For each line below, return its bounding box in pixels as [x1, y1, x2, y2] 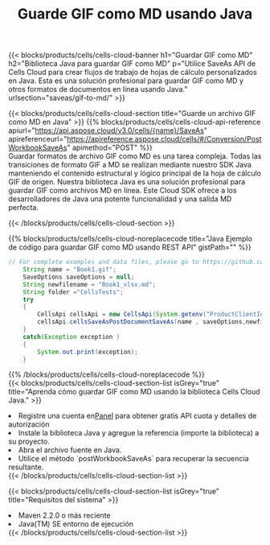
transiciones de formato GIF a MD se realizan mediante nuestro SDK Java [8, 160, 252, 170]
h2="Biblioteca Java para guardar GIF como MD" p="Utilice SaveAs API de [8, 59, 256, 68]
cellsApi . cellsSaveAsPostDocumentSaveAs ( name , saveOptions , [37, 318, 247, 326]
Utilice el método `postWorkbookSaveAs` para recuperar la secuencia [18, 454, 249, 464]
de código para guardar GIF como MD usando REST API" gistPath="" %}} [8, 242, 252, 252]
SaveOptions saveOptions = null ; [22, 273, 135, 281]
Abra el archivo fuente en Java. [18, 445, 122, 455]
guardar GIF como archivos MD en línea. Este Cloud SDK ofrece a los [8, 186, 237, 196]
